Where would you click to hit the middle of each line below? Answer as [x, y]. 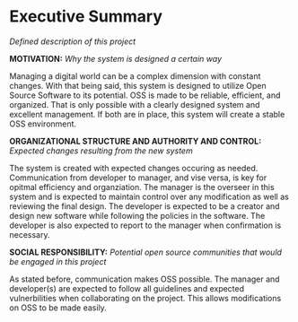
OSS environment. [43, 124]
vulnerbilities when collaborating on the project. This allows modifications [145, 298]
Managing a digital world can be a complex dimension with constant [135, 76]
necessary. [30, 234]
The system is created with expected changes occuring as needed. [134, 168]
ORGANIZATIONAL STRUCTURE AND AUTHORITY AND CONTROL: [136, 141]
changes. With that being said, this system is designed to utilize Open [138, 85]
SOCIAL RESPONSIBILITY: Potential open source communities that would [146, 252]
